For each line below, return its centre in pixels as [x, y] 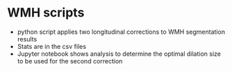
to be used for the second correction [70, 61]
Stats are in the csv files [52, 46]
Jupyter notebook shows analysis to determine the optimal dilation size [119, 54]
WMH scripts [46, 13]
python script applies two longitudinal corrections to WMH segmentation [121, 32]
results [27, 39]
